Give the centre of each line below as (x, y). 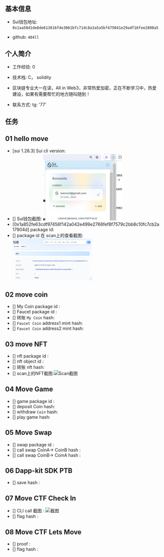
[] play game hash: (31, 417)
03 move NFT (26, 344)
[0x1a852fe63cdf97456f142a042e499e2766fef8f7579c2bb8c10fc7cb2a (86, 224)
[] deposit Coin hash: (34, 406)
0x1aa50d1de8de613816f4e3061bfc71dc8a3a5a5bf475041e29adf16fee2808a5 (85, 28)
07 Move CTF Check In (41, 498)
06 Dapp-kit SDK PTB (39, 470)
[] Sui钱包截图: (27, 219)
